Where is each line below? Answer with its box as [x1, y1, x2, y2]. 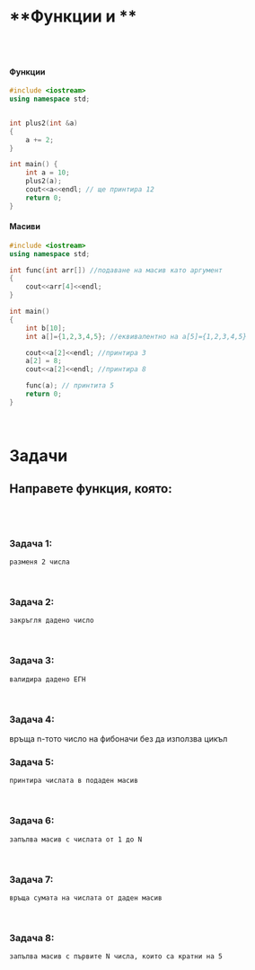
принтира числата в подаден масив [9, 776, 139, 786]
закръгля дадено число [9, 616, 94, 626]
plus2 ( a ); [25, 177, 63, 186]
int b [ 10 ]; [25, 324, 66, 333]
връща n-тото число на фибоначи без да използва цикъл [9, 734, 228, 744]
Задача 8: [9, 931, 55, 944]
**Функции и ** [9, 6, 137, 27]
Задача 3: [9, 654, 55, 667]
